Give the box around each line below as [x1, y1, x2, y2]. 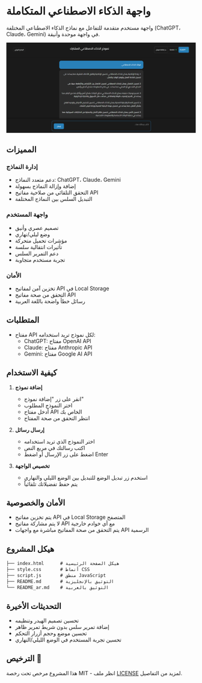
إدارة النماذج [6, 162, 38, 171]
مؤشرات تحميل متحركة [14, 236, 67, 244]
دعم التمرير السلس [14, 250, 59, 257]
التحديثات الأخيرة [6, 601, 62, 611]
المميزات [6, 144, 37, 155]
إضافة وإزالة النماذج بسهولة [14, 182, 76, 190]
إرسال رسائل [14, 426, 45, 433]
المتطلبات [6, 315, 40, 326]
